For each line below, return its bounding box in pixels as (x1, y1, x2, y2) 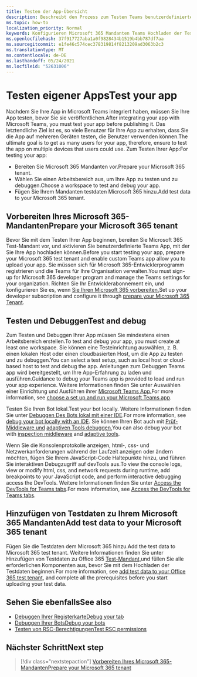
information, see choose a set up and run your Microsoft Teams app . (6, 393, 172, 401)
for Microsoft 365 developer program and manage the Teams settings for (13, 274, 191, 281)
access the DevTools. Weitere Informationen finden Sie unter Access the (6, 479, 181, 486)
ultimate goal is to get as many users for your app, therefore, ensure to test (6, 139, 188, 146)
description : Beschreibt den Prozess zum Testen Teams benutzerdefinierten (6, 14, 195, 20)
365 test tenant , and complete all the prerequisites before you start (6, 574, 168, 581)
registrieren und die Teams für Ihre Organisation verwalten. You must (6, 268, 171, 275)
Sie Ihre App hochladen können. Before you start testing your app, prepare (6, 249, 185, 256)
